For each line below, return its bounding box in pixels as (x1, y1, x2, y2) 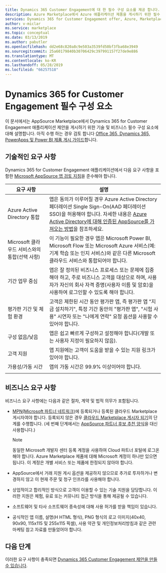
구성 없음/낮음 (7, 333, 39, 340)
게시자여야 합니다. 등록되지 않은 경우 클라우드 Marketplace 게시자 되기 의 (12, 414, 153, 420)
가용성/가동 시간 (7, 363, 43, 370)
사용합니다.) (12, 427, 36, 432)
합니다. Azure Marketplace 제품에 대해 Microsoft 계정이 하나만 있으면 (21, 453, 157, 459)
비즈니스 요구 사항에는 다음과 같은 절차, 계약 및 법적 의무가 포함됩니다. (5, 398, 139, 404)
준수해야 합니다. (86, 173, 117, 179)
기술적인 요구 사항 (5, 152, 56, 161)
